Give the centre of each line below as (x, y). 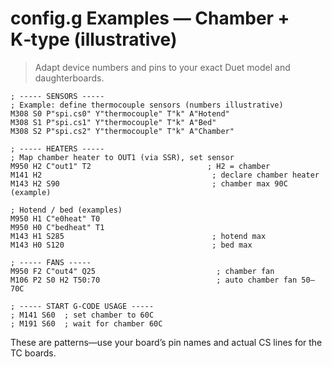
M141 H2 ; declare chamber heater (165, 175)
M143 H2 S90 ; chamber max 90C (149, 183)
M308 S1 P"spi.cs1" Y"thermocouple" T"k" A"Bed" (113, 122)
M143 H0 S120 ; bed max (131, 245)
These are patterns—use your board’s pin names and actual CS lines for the (166, 342)
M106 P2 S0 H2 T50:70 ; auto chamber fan (154, 280)
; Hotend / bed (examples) (66, 210)
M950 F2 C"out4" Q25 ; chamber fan (142, 271)
